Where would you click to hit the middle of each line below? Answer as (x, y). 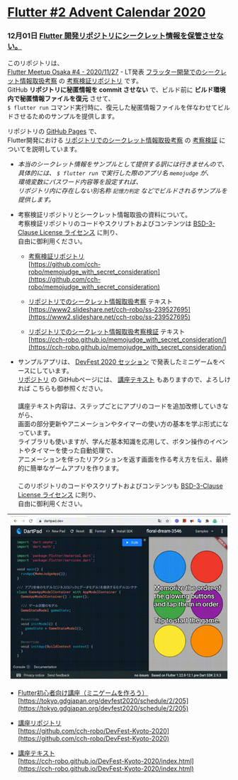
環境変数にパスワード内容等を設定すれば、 (80, 182)
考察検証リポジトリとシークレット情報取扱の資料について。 (104, 215)
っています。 (36, 433)
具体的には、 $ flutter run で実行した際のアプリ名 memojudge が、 (115, 173)
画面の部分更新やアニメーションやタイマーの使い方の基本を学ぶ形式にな (123, 424)
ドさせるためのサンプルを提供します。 (63, 116)
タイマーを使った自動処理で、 (74, 450)
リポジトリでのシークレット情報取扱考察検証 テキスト (107, 332)
